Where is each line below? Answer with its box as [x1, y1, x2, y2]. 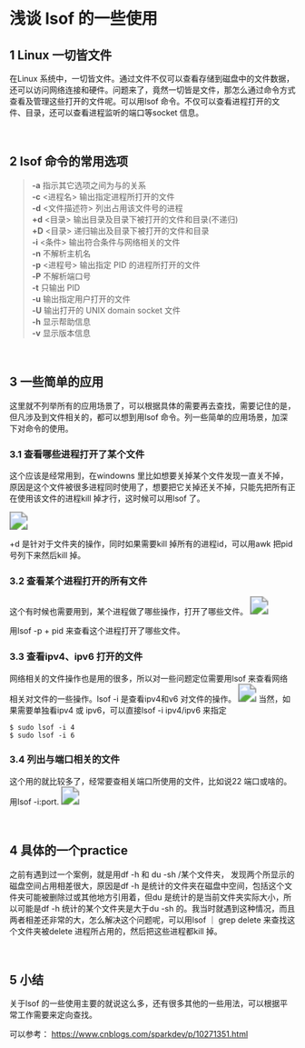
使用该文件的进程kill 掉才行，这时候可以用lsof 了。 [16, 493, 206, 504]
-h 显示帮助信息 [31, 315, 91, 327]
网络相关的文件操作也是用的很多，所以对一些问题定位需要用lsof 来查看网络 [9, 673, 289, 684]
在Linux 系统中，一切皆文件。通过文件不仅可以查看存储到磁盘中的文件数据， [9, 74, 295, 84]
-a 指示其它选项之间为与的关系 [31, 179, 147, 191]
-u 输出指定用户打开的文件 [31, 293, 131, 304]
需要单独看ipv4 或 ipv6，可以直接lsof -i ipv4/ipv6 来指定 [16, 704, 227, 715]
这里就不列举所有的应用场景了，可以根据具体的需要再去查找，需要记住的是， [9, 400, 296, 411]
